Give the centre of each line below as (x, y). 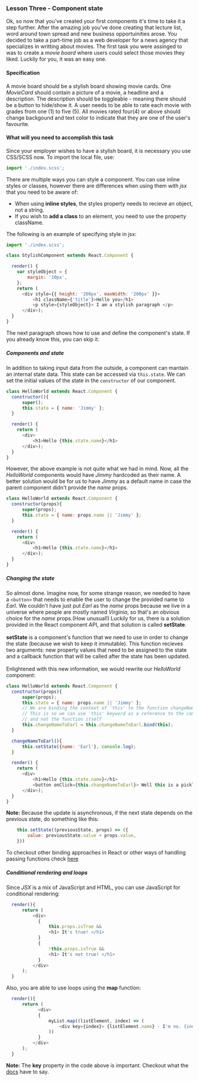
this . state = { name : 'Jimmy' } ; (63, 408)
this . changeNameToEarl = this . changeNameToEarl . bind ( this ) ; (97, 725)
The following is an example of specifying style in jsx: (71, 234)
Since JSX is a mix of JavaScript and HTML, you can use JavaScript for (93, 887)
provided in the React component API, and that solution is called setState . (96, 624)
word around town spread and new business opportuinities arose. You (92, 34)
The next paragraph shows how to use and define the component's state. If (98, 333)
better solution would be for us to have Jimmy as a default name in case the (99, 481)
